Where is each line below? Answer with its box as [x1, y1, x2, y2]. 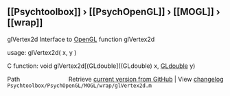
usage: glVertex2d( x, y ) [7, 48, 77, 56]
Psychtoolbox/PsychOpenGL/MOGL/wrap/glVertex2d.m [7, 82, 152, 89]
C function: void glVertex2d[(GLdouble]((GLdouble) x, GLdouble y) [7, 62, 196, 70]
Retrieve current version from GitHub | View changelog [68, 75, 224, 83]
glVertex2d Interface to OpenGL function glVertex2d [7, 35, 155, 43]
